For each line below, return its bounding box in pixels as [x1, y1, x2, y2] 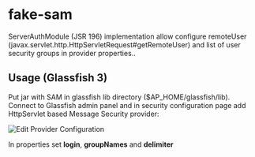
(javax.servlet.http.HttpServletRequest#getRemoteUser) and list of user [8, 39, 241, 49]
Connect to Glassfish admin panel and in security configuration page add [8, 100, 246, 110]
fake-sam [8, 6, 73, 24]
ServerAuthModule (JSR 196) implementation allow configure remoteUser [8, 32, 247, 41]
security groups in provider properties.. [8, 48, 136, 58]
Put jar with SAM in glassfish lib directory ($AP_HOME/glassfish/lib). [8, 92, 231, 102]
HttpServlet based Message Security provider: [8, 109, 159, 118]
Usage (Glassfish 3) [8, 71, 108, 84]
